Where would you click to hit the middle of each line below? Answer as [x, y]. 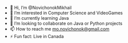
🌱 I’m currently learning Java [39, 18]
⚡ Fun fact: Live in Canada [37, 36]
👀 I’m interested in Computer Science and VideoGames [66, 13]
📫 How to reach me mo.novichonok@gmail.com [60, 29]
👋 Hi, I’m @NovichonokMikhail [41, 8]
